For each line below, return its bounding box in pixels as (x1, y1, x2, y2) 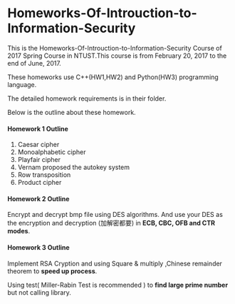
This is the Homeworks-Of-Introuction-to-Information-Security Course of (7, 44, 222, 52)
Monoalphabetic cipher (17, 148, 86, 156)
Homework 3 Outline (7, 243, 70, 251)
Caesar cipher (17, 141, 60, 149)
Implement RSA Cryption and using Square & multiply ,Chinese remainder (7, 259, 223, 268)
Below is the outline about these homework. (7, 108, 137, 116)
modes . (7, 227, 31, 235)
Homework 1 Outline (7, 124, 69, 133)
